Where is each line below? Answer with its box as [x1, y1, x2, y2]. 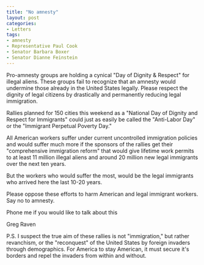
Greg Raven [6, 220, 36, 228]
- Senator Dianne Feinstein [6, 54, 78, 61]
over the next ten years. [6, 160, 66, 167]
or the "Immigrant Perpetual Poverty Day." [6, 122, 112, 129]
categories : [6, 20, 37, 26]
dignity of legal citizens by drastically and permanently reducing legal [6, 91, 181, 98]
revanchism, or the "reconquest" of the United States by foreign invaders [6, 239, 191, 246]
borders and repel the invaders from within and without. [6, 252, 147, 259]
